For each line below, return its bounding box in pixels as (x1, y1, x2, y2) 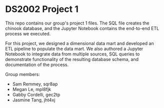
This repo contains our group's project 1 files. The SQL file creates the (5, 20, 149, 26)
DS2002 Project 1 (5, 3, 78, 15)
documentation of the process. (5, 61, 69, 67)
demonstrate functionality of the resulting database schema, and (5, 56, 139, 62)
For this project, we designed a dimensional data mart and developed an (5, 40, 154, 46)
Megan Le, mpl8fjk (12, 86, 51, 92)
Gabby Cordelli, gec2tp (12, 91, 60, 97)
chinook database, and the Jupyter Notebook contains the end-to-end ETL (5, 25, 159, 31)
